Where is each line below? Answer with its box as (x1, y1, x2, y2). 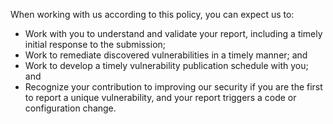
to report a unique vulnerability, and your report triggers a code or (24, 92, 297, 103)
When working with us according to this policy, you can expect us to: (10, 9, 295, 20)
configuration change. (24, 102, 117, 114)
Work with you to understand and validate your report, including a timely (24, 28, 323, 39)
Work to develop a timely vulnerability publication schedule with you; (24, 60, 309, 71)
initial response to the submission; (24, 39, 167, 50)
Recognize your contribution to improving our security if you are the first (24, 81, 323, 93)
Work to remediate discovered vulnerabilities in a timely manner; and (24, 49, 308, 61)
